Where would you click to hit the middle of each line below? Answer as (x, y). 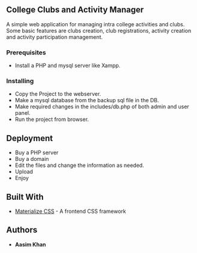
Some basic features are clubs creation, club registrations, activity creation (99, 31)
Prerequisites (26, 52)
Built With (25, 197)
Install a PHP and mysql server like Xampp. (68, 66)
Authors (22, 230)
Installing (20, 81)
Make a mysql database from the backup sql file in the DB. (87, 100)
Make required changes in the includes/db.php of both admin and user (102, 106)
